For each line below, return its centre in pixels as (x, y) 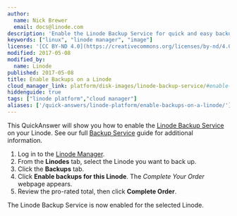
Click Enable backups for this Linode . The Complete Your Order (111, 176)
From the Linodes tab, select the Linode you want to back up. (107, 161)
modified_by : (26, 60)
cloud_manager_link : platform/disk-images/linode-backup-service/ (107, 86)
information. (25, 140)
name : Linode (33, 66)
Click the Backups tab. (51, 169)
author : (19, 14)
